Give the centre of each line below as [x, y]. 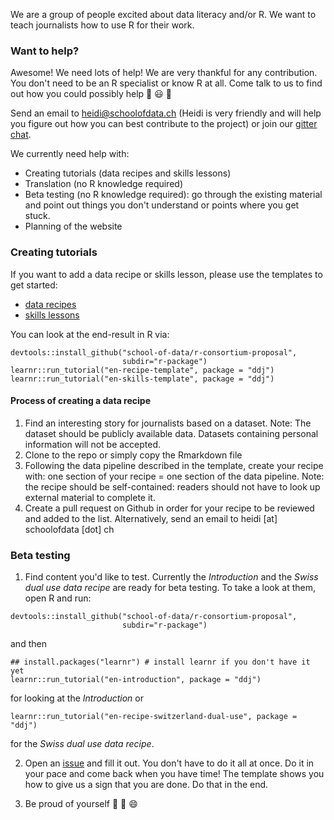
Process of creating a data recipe [80, 401]
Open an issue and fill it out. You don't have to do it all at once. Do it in [169, 763]
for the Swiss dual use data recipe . [82, 744]
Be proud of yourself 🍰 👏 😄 [81, 804]
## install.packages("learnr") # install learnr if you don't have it [160, 662]
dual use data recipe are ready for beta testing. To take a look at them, [170, 588]
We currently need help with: [70, 154]
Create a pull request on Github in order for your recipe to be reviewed [169, 508]
